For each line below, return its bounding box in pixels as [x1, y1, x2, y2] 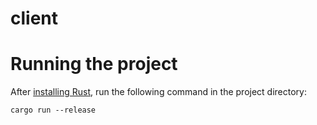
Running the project [10, 53, 178, 76]
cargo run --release [10, 105, 97, 116]
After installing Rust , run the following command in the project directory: [10, 86, 307, 98]
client [10, 7, 59, 30]
